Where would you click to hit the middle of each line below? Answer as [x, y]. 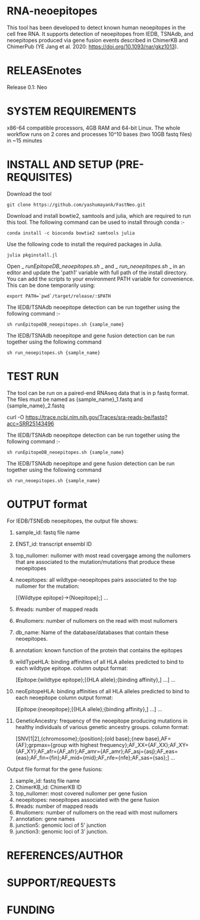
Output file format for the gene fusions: [55, 769]
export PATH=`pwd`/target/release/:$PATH [59, 296]
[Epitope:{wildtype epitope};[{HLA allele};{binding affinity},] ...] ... [96, 680]
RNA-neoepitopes [52, 11]
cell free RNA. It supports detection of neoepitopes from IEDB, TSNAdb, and [100, 33]
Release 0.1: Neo [27, 87]
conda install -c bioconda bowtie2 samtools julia [71, 233]
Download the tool [29, 194]
